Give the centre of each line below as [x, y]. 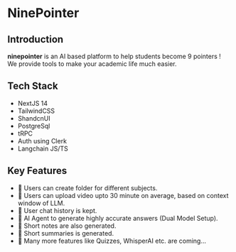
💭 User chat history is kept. [57, 210]
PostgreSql [34, 126]
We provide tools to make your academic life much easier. [92, 64]
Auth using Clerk [42, 141]
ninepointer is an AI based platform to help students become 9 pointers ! [114, 56]
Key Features [37, 171]
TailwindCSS [36, 111]
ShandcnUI [34, 118]
